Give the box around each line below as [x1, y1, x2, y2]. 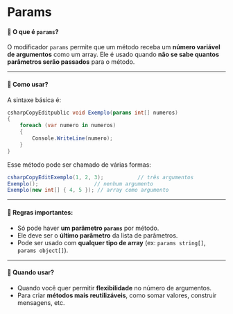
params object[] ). [17, 246, 69, 254]
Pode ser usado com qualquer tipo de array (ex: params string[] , [17, 238, 206, 247]
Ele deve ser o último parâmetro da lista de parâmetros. [17, 231, 178, 240]
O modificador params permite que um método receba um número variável [7, 43, 221, 51]
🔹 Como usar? [7, 80, 49, 88]
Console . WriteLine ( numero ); [32, 135, 113, 142]
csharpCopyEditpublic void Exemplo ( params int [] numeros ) [7, 109, 178, 116]
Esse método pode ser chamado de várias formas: [7, 160, 151, 169]
